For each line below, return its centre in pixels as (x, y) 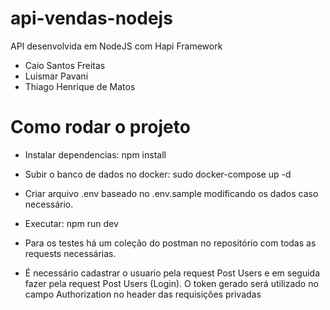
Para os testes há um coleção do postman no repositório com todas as (170, 243)
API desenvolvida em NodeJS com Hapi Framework (116, 46)
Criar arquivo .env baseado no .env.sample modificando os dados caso (171, 193)
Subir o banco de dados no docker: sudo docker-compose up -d (158, 174)
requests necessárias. (70, 253)
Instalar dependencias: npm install (95, 154)
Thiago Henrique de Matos (80, 86)
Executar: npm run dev (71, 223)
